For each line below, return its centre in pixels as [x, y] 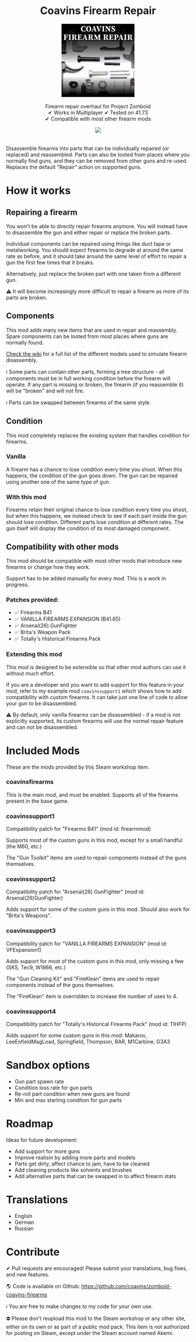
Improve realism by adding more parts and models [75, 1157]
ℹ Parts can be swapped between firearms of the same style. [78, 402]
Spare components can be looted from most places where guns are [87, 336]
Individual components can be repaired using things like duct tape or [88, 243]
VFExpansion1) [24, 949]
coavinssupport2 [31, 879]
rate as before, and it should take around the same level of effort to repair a [96, 256]
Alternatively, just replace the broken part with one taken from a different [93, 274]
